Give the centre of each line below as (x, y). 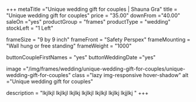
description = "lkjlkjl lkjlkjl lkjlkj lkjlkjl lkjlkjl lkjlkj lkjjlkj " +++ (78, 93)
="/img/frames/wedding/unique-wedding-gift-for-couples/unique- (104, 69)
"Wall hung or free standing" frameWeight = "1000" (69, 46)
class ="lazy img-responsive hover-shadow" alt (130, 75)
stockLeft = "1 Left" (30, 28)
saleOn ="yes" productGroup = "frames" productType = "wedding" (88, 22)
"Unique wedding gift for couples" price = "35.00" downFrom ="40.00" (93, 15)
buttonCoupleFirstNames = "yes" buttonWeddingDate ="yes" (81, 57)
